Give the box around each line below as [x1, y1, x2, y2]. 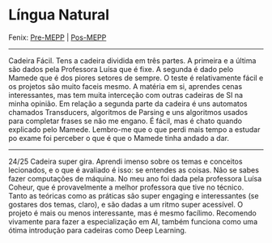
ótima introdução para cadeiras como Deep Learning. [8, 225, 187, 235]
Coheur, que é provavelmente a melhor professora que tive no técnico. [8, 182, 244, 192]
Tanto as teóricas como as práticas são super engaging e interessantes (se [8, 190, 259, 200]
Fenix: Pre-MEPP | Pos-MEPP [8, 32, 107, 42]
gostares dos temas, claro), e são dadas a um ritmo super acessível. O [8, 199, 244, 209]
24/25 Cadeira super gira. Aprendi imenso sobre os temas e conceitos [8, 156, 243, 166]
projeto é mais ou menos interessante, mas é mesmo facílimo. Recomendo [8, 208, 257, 218]
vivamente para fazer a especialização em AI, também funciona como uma [8, 216, 257, 226]
